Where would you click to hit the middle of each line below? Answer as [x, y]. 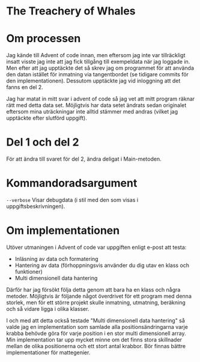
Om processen [44, 39]
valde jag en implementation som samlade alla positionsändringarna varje [97, 327]
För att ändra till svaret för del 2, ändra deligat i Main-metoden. [84, 159]
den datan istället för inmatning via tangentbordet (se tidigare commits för [98, 75]
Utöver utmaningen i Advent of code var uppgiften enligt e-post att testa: [96, 247]
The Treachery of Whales [71, 11]
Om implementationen [63, 231]
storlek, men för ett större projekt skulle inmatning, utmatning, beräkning [96, 302]
